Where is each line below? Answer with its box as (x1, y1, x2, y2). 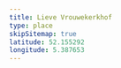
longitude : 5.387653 (9, 46, 86, 55)
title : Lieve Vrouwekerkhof (9, 12, 113, 22)
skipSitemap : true (9, 29, 77, 38)
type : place (9, 21, 53, 30)
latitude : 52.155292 (9, 37, 86, 47)
